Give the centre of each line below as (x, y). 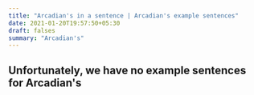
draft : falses (32, 30)
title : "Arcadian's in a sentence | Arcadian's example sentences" (124, 16)
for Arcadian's (45, 83)
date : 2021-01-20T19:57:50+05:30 (64, 23)
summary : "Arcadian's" (46, 38)
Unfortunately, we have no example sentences (127, 70)
